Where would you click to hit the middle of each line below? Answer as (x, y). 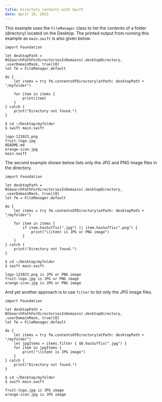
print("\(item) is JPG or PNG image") (70, 232)
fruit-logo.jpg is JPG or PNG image (42, 279)
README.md (15, 145)
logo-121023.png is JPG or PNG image (43, 274)
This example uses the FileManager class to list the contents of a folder (76, 28)
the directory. (18, 168)
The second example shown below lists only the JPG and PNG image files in (81, 162)
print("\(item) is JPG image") (54, 352)
